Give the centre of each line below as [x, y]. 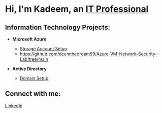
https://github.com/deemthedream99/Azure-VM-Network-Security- [88, 54]
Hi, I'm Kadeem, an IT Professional [77, 9]
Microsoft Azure [29, 39]
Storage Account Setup [43, 49]
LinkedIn [14, 106]
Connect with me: [33, 94]
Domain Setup [34, 78]
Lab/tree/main [34, 59]
